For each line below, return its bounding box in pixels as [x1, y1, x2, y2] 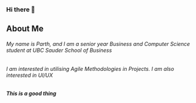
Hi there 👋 [6, 5, 36, 14]
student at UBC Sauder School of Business [6, 46, 112, 54]
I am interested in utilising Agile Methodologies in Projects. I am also [6, 65, 174, 72]
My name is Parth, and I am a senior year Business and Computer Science [6, 40, 190, 47]
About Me [6, 24, 44, 34]
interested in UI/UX [6, 71, 53, 79]
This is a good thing [6, 90, 57, 97]
